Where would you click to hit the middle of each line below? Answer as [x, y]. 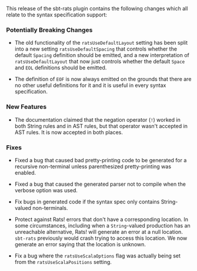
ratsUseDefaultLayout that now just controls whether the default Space [100, 62]
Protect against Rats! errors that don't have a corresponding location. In [101, 219]
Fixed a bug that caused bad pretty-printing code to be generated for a [101, 160]
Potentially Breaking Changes [49, 30]
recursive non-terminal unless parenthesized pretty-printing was [93, 166]
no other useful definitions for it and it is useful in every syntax [90, 85]
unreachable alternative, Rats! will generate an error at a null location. [99, 232]
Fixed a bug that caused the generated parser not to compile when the [100, 184]
